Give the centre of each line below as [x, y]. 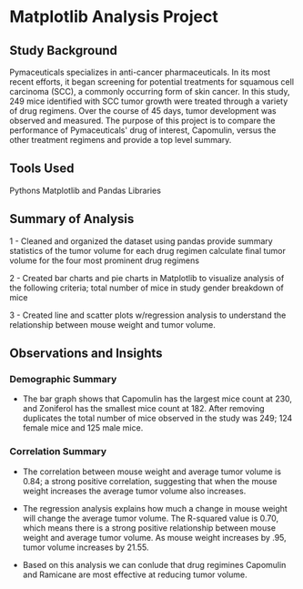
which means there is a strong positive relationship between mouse [149, 528]
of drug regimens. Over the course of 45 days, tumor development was [143, 111]
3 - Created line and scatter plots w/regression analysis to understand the [148, 315]
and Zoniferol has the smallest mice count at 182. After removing [144, 409]
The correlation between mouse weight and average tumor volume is [152, 472]
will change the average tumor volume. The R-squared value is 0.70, [151, 518]
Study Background [64, 51]
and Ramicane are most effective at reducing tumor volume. [135, 574]
